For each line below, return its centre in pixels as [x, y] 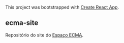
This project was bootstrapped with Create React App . [62, 7]
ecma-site [22, 23]
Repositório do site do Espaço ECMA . [44, 35]
